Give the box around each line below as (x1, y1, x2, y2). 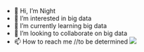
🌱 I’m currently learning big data (13, 22, 107, 30)
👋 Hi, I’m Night (13, 7, 56, 15)
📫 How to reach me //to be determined (13, 37, 129, 46)
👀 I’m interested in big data (13, 14, 92, 22)
